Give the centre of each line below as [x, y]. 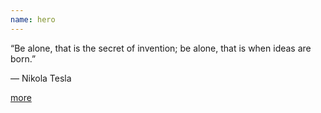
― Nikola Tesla [41, 78]
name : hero [33, 19]
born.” [23, 58]
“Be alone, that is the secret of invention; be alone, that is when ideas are [161, 48]
